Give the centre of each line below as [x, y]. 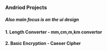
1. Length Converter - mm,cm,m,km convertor [54, 32]
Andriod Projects [26, 7]
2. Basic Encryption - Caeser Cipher [43, 43]
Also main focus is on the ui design [42, 19]
